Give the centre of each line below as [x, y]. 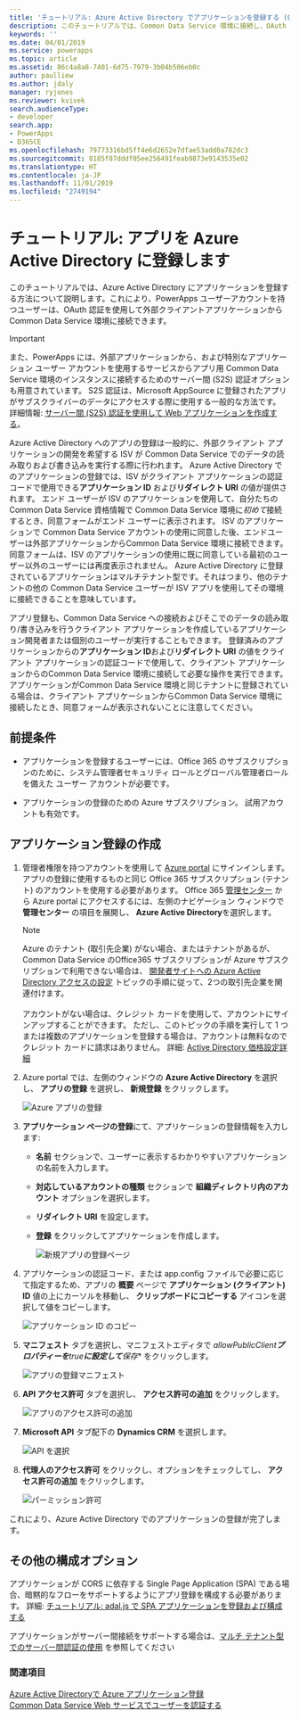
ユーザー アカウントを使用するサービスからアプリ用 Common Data [156, 368]
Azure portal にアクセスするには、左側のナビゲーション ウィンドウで [158, 901]
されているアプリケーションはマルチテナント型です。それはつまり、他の [141, 576]
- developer [31, 117]
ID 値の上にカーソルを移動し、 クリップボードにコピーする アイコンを [150, 1295]
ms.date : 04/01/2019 [48, 42]
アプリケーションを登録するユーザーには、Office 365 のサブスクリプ [148, 761]
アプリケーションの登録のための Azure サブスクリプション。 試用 [141, 802]
